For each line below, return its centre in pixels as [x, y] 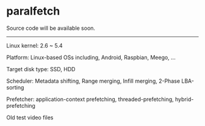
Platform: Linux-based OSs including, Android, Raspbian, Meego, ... [91, 57]
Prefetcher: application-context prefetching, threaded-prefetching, [90, 99]
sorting [15, 87]
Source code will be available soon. [51, 28]
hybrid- [184, 99]
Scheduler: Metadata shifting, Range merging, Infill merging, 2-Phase [93, 81]
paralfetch [33, 11]
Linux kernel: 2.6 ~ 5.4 [34, 45]
